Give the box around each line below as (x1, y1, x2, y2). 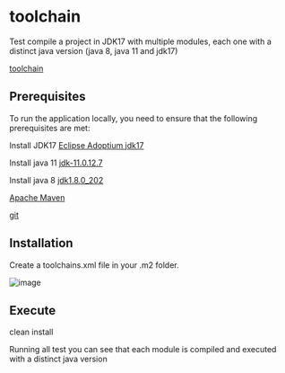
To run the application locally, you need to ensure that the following (9, 112, 258, 123)
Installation (9, 235, 73, 251)
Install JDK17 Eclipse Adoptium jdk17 (9, 139, 144, 150)
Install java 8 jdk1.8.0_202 (9, 174, 104, 185)
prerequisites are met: (9, 122, 91, 133)
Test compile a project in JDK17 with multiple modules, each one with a (9, 36, 272, 47)
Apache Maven (9, 191, 65, 203)
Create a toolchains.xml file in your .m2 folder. (9, 259, 179, 271)
